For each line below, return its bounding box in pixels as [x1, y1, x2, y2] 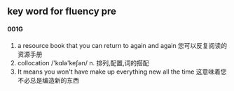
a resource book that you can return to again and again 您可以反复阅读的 [17, 41, 228, 49]
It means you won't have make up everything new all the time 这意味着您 [17, 67, 227, 76]
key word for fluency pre [7, 6, 117, 17]
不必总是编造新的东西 [17, 76, 79, 84]
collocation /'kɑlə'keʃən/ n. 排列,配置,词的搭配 [17, 58, 149, 67]
